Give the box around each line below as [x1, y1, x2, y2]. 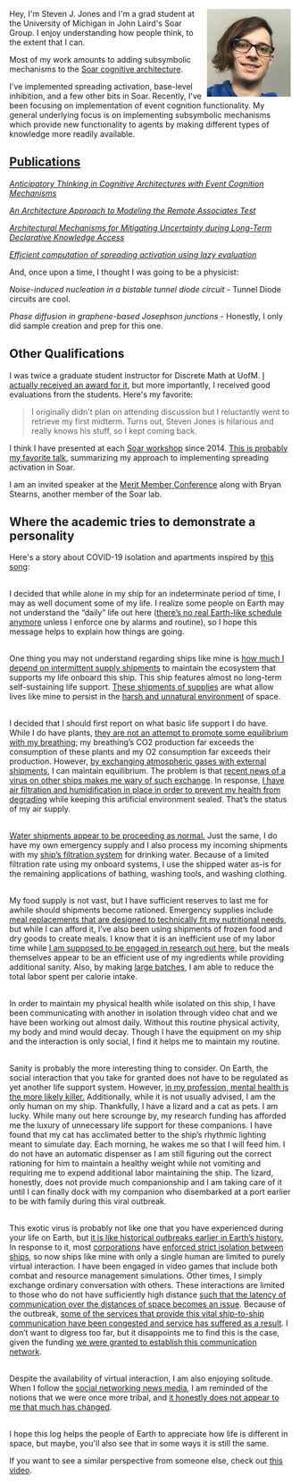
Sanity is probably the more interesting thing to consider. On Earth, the [9, 1063, 269, 1073]
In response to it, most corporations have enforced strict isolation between [9, 1242, 284, 1252]
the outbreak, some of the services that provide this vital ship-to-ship [9, 1309, 265, 1319]
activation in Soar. [9, 462, 76, 472]
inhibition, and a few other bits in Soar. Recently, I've [9, 90, 203, 101]
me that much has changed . [9, 1402, 112, 1412]
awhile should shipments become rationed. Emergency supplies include [9, 904, 274, 916]
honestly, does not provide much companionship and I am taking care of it [9, 1177, 283, 1188]
